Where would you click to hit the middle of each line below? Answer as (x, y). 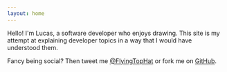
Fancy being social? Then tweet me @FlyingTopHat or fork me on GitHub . (112, 61)
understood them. (33, 47)
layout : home (26, 13)
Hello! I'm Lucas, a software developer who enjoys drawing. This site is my (113, 33)
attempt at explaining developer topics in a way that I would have (100, 40)
